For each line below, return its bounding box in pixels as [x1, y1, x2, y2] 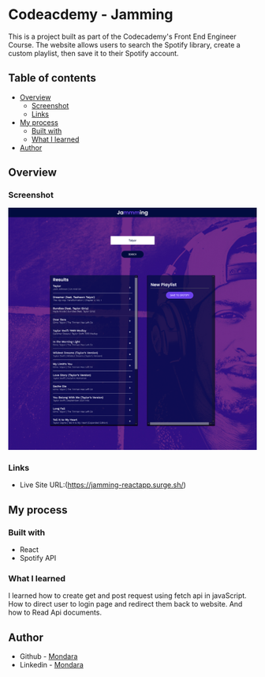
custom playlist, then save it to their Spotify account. [8, 48, 179, 58]
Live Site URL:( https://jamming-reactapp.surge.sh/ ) [19, 480, 187, 490]
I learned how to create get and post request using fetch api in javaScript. [8, 591, 247, 600]
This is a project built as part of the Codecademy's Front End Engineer [8, 32, 237, 41]
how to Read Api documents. [8, 607, 103, 618]
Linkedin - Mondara [19, 660, 84, 670]
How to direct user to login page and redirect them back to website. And [8, 599, 243, 609]
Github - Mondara [19, 652, 78, 661]
